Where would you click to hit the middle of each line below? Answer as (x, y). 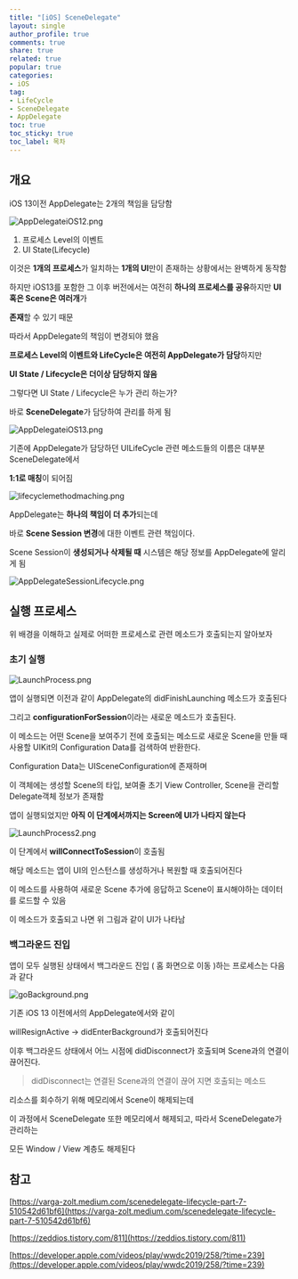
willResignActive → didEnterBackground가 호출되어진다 (109, 1031)
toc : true (28, 126)
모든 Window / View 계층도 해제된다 (72, 1148)
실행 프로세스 (43, 611)
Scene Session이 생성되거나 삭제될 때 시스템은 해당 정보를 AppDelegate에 (139, 552)
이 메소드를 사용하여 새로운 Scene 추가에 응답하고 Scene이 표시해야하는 (134, 889)
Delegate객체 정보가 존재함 (56, 796)
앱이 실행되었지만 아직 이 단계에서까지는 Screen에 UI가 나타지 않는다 (128, 815)
